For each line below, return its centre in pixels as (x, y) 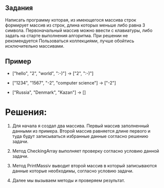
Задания (19, 8)
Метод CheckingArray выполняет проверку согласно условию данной (86, 151)
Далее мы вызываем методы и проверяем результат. (68, 180)
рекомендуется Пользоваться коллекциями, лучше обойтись (70, 41)
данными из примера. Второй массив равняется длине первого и (81, 131)
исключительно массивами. (35, 46)
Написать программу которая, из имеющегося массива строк (71, 20)
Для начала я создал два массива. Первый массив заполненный (81, 126)
